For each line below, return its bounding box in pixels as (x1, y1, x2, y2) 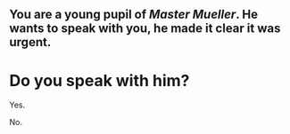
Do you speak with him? (9, 70, 190, 91)
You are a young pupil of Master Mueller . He (9, 7, 259, 22)
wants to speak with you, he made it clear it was (9, 21, 281, 36)
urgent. (9, 35, 52, 50)
